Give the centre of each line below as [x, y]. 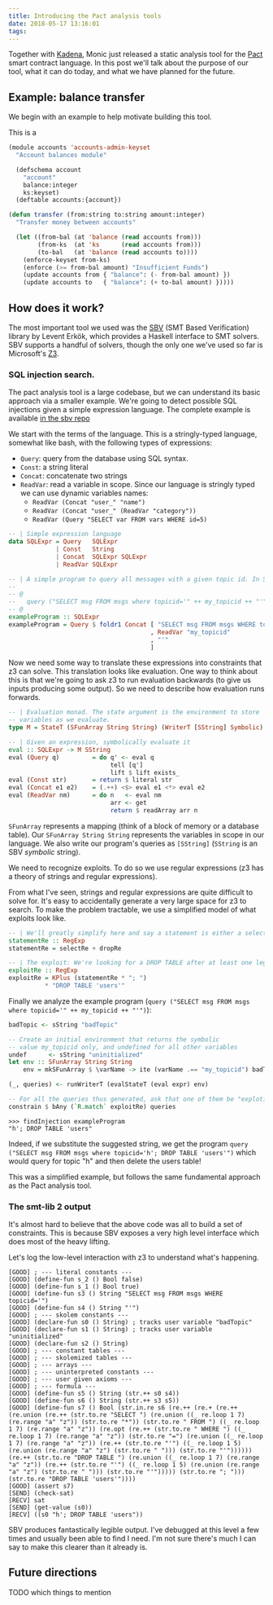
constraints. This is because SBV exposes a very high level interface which [134, 1233]
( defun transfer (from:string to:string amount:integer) [107, 215]
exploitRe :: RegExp [43, 970]
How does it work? [56, 308]
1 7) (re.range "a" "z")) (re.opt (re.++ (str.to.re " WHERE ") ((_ [127, 1429]
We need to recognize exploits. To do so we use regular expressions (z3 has [136, 868]
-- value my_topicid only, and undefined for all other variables [123, 1047]
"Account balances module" [61, 156]
